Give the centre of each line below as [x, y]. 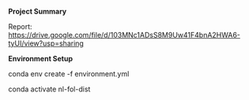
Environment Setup [41, 59]
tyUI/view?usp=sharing [46, 43]
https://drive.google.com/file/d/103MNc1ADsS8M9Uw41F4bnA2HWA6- [124, 35]
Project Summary [38, 11]
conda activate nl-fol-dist [49, 89]
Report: [21, 26]
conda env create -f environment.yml [69, 74]
